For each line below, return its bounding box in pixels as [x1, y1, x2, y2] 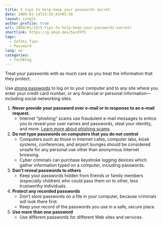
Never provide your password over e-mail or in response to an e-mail [12, 105, 155, 111]
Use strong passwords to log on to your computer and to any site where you [5, 85, 159, 91]
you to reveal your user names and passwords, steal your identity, [19, 121, 152, 127]
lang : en [5, 48, 23, 53]
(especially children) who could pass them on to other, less [19, 178, 138, 184]
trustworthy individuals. [19, 183, 67, 189]
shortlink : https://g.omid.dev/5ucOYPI [5, 30, 86, 35]
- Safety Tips [9, 39, 38, 44]
